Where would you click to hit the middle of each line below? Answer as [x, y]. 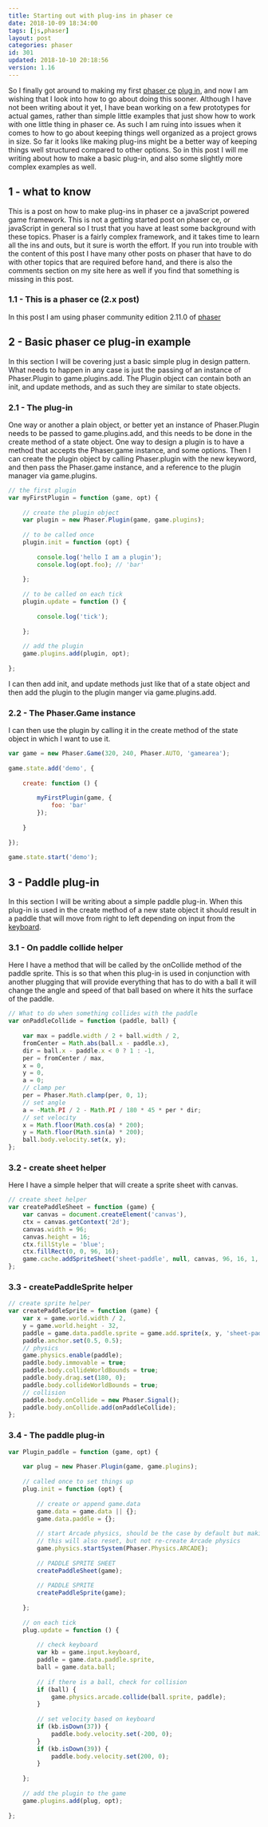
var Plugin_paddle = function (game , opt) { [83, 1452]
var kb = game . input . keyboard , [89, 1653]
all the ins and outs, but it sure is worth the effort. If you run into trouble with [133, 245]
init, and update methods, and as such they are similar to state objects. [124, 386]
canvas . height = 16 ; [57, 1237]
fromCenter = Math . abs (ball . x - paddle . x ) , [96, 1043]
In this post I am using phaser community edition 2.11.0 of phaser [114, 317]
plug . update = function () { [71, 1630]
